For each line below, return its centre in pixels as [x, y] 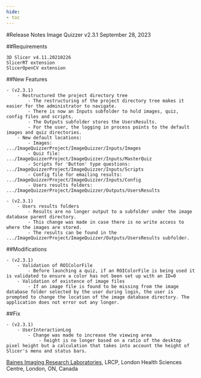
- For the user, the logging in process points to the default [109, 127]
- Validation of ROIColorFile [55, 265]
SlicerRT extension [31, 63]
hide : [13, 12]
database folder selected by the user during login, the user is [90, 292]
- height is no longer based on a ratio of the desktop [110, 340]
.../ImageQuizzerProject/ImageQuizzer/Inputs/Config [74, 180]
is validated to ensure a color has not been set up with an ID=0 [91, 276]
